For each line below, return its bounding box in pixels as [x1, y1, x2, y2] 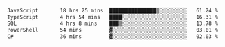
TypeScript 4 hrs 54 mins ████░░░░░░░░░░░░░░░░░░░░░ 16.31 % [7, 13, 218, 21]
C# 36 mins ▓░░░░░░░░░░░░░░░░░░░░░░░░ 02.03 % [7, 32, 218, 40]
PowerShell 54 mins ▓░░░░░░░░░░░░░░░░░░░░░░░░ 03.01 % [7, 26, 218, 33]
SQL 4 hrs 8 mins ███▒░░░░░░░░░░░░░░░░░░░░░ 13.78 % [7, 20, 218, 27]
